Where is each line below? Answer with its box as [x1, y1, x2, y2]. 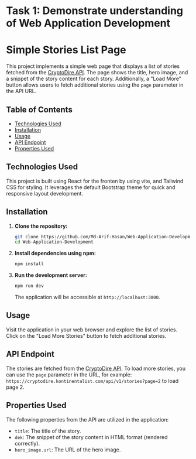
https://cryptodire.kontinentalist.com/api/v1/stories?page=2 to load [6, 377, 179, 384]
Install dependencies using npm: [14, 250, 97, 257]
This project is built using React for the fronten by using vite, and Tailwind [6, 177, 184, 184]
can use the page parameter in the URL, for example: [6, 371, 132, 378]
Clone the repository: [14, 222, 68, 229]
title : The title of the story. [14, 427, 81, 434]
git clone [14, 234, 39, 239]
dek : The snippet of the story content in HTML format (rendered [14, 433, 168, 440]
